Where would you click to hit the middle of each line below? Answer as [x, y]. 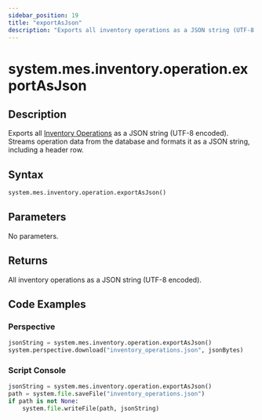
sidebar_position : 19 [44, 15]
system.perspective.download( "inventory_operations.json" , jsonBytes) [126, 350]
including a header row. [46, 150]
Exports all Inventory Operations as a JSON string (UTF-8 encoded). [118, 133]
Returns [28, 261]
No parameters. [33, 236]
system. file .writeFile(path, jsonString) [91, 409]
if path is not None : [44, 401]
